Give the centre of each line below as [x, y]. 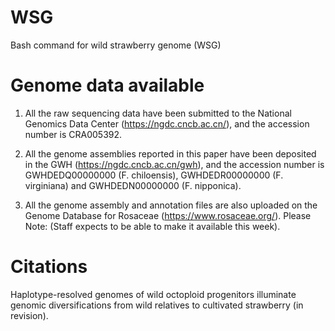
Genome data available [107, 85]
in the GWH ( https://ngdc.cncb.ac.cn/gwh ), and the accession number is [174, 164]
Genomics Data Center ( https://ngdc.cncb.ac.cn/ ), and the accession [167, 123]
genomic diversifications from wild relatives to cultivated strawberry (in [157, 305]
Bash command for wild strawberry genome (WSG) [116, 45]
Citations [49, 267]
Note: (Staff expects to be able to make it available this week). [152, 226]
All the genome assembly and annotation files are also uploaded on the [171, 205]
